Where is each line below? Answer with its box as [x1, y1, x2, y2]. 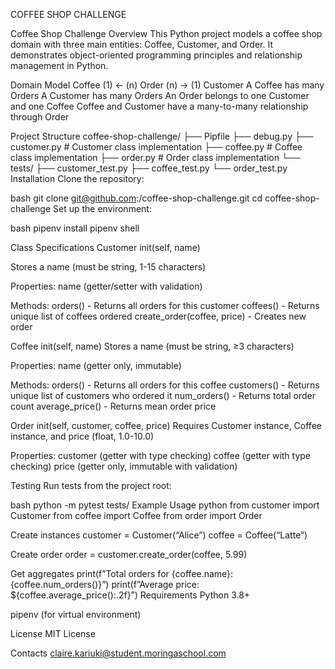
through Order [10, 111, 70, 123]
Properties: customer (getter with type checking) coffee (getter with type [10, 450, 312, 461]
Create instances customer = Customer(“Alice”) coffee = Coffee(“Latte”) [10, 529, 308, 541]
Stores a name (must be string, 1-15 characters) [10, 261, 207, 273]
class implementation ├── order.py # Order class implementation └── [10, 152, 301, 163]
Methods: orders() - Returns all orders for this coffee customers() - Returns [10, 379, 320, 391]
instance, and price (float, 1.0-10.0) [10, 430, 155, 442]
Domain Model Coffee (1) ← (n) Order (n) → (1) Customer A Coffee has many [10, 79, 325, 91]
